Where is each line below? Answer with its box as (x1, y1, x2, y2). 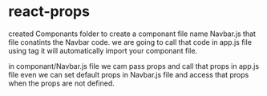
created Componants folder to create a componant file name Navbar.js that (8, 29, 257, 38)
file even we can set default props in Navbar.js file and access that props (8, 70, 249, 79)
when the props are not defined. (8, 78, 115, 88)
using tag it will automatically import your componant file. (8, 46, 198, 55)
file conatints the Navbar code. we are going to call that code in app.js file (8, 37, 253, 46)
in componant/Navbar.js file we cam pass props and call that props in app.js (8, 61, 259, 70)
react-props (8, 2, 91, 21)
